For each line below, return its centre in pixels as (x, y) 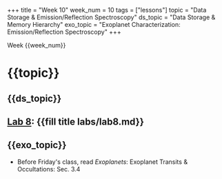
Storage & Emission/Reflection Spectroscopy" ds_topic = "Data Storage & (111, 17)
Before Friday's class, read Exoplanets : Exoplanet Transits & (102, 162)
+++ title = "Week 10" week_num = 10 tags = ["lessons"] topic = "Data (107, 10)
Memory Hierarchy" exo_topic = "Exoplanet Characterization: (94, 24)
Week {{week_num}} (37, 45)
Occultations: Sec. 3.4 (49, 169)
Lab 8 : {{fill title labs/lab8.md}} (76, 122)
